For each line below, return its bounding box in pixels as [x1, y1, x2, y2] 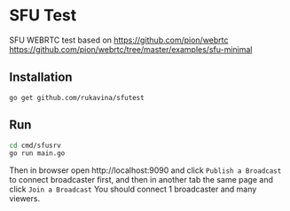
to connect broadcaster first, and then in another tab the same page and [9, 175, 273, 185]
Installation [9, 70, 73, 85]
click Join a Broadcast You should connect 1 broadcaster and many [9, 184, 257, 195]
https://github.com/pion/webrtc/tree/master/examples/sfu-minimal [9, 43, 253, 54]
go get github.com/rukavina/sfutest [9, 93, 145, 102]
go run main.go [9, 149, 66, 158]
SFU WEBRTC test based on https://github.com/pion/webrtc [9, 35, 229, 45]
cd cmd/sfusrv [9, 141, 62, 150]
